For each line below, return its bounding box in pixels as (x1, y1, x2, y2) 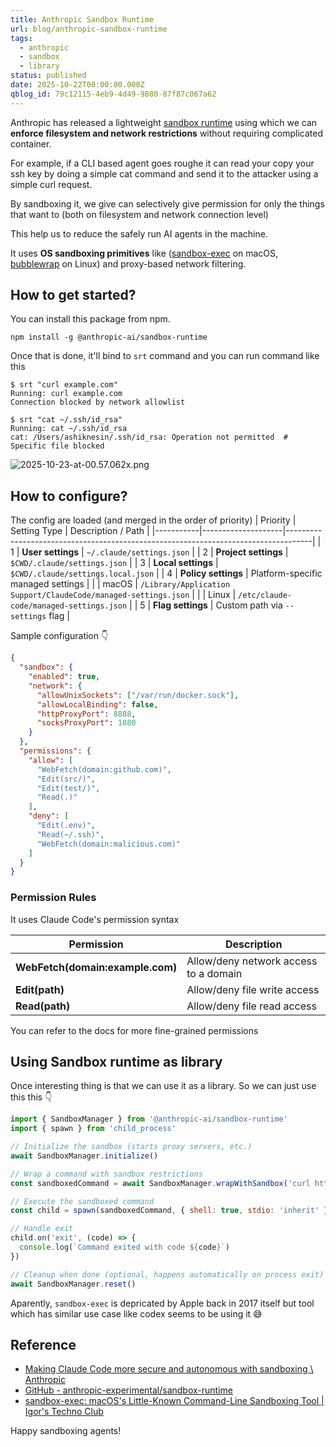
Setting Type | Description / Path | (10, 525, 150, 537)
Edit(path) (15, 982, 65, 996)
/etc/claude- (238, 591, 293, 601)
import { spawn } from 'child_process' (10, 1124, 177, 1134)
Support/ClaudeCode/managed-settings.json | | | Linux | (10, 589, 237, 601)
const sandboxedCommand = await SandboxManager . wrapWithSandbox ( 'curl (10, 1178, 311, 1188)
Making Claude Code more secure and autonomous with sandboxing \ (24, 1363, 314, 1375)
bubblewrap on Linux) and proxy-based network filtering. (10, 257, 247, 270)
